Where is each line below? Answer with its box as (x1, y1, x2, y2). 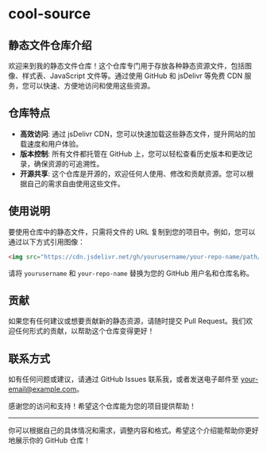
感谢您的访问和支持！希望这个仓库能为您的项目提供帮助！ (8, 401, 196, 411)
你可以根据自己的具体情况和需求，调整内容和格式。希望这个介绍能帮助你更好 (8, 426, 259, 435)
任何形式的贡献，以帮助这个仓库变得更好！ (14, 326, 155, 336)
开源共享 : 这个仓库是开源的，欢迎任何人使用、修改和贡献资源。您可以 (19, 169, 247, 178)
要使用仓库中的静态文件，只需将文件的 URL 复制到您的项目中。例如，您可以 (8, 227, 256, 236)
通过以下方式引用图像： (8, 236, 85, 247)
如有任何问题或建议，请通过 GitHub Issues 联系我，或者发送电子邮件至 (8, 375, 239, 384)
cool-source (8, 5, 91, 23)
